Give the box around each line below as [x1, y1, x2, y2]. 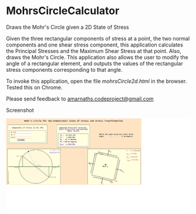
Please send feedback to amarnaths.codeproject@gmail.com [6, 95, 154, 102]
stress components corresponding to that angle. [6, 66, 123, 73]
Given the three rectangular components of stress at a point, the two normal [6, 35, 190, 42]
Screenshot [6, 106, 34, 113]
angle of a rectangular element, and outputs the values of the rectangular [6, 60, 183, 67]
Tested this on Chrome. [6, 83, 63, 91]
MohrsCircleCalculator [6, 4, 120, 18]
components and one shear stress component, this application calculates [6, 41, 184, 48]
